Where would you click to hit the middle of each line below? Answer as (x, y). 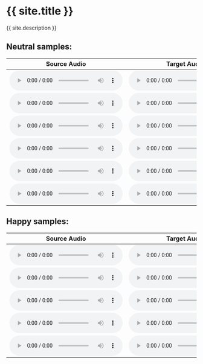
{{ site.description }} (32, 28)
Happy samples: (37, 222)
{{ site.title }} (40, 11)
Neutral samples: (39, 47)
